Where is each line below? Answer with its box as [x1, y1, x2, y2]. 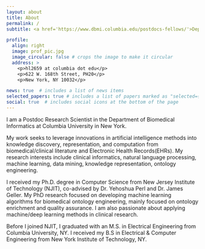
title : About [6, 15, 40, 21]
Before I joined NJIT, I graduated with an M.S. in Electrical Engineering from [6, 222, 196, 229]
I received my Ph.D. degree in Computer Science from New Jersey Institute [6, 178, 195, 186]
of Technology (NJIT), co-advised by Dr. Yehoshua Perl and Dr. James [6, 184, 184, 192]
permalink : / [6, 20, 40, 26]
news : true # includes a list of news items [6, 88, 124, 94]
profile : [6, 37, 29, 43]
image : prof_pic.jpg [12, 48, 64, 55]
